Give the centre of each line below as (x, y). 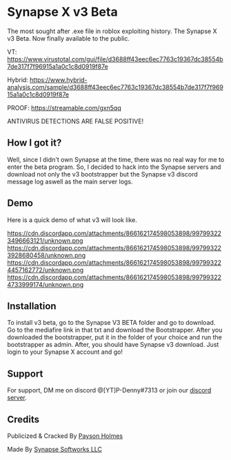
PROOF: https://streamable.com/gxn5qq (64, 108)
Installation (32, 306)
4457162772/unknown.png (46, 270)
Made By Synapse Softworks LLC (54, 449)
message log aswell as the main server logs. (70, 181)
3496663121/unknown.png (45, 240)
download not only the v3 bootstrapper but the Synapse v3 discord (102, 174)
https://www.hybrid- (59, 79)
